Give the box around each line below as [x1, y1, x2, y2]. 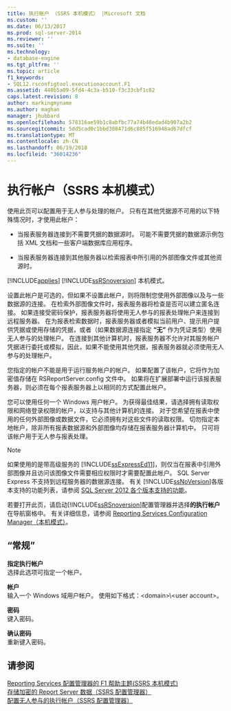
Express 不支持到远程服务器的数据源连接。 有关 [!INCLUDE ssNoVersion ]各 [7, 477, 218, 485]
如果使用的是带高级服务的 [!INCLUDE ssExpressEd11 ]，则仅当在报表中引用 [7, 460, 215, 468]
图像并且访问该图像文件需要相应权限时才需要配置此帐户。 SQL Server [12, 469, 210, 477]
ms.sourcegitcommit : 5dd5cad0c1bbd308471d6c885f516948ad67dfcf [7, 125, 192, 132]
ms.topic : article [7, 67, 60, 74]
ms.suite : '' [7, 42, 45, 49]
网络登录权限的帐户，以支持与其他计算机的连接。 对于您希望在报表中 [19, 406, 214, 414]
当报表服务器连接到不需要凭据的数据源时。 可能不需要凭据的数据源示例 [16, 230, 218, 238]
